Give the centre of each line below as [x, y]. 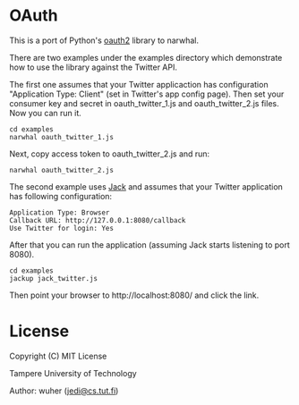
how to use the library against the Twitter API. [93, 67]
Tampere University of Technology [73, 373]
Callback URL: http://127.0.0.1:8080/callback [98, 220]
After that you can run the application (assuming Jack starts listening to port [150, 245]
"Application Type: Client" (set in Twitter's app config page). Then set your [147, 94]
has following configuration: [61, 196]
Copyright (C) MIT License [58, 356]
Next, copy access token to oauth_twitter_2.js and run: [110, 154]
